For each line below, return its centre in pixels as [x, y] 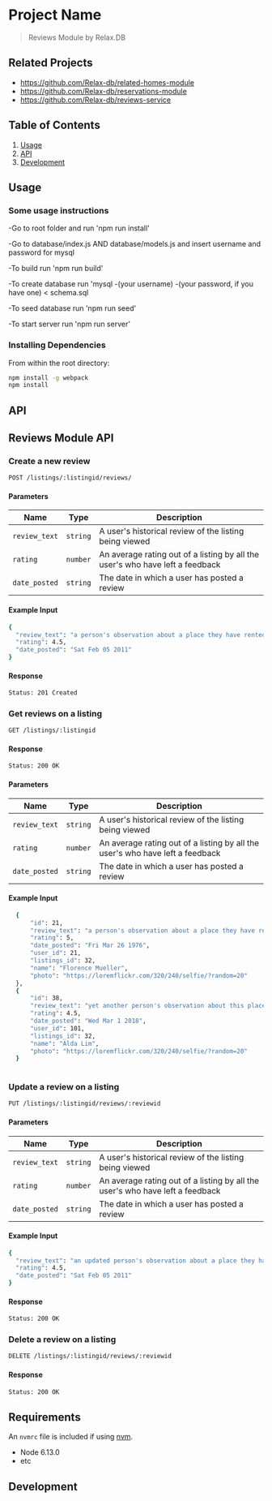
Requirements [45, 1417]
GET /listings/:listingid [52, 731]
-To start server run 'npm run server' [70, 324]
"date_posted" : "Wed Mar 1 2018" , [88, 1021]
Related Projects [51, 63]
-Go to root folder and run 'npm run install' [79, 228]
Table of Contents [55, 125]
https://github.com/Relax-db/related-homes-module [107, 82]
